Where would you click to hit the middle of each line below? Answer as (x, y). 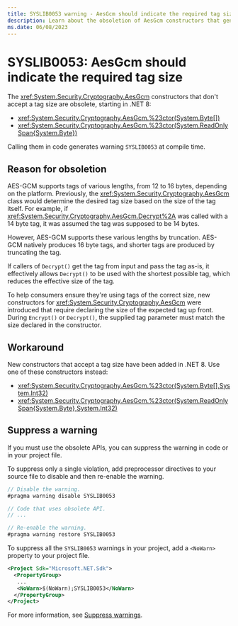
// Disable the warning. (44, 489)
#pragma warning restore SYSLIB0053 (61, 535)
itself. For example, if (38, 209)
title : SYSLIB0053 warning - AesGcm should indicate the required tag (114, 14)
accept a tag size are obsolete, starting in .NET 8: (79, 104)
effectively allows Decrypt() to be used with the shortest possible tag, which (119, 274)
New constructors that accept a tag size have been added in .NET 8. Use (114, 364)
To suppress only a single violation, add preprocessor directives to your (112, 469)
